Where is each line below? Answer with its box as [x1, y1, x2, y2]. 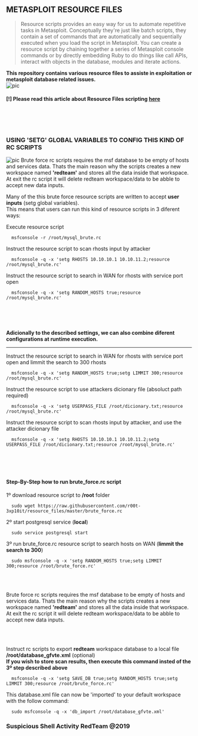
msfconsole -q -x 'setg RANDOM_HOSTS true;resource [11, 290, 141, 296]
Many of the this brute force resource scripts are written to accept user [6, 193, 180, 200]
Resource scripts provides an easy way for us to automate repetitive [20, 20, 186, 27]
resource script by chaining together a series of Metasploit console [20, 45, 184, 53]
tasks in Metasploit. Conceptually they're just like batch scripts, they [20, 27, 187, 34]
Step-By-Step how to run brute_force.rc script [6, 478, 122, 485]
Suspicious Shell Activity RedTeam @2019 [6, 722, 130, 731]
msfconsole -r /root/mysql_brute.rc [11, 235, 101, 241]
